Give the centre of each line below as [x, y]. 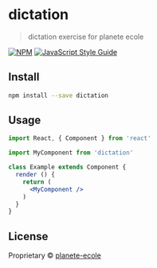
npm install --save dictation [59, 95]
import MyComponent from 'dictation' [71, 153]
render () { [35, 175]
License [28, 236]
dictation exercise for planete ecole [86, 37]
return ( [37, 182]
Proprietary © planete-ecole [55, 255]
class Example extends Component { [67, 167]
